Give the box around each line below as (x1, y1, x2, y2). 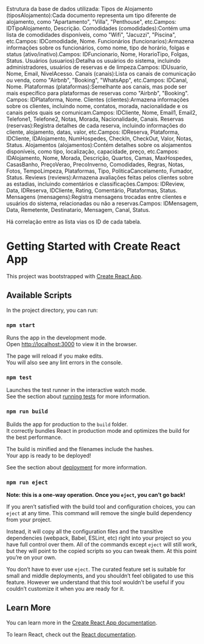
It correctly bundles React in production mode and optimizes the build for (6, 427, 190, 434)
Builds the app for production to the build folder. (6, 421, 128, 428)
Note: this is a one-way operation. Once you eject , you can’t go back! (6, 491, 186, 498)
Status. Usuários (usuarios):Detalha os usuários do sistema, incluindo (6, 57, 181, 64)
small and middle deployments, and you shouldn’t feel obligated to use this (6, 572, 194, 579)
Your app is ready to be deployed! (6, 452, 91, 459)
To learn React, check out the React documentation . (6, 631, 137, 638)
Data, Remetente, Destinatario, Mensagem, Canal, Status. (6, 206, 150, 213)
